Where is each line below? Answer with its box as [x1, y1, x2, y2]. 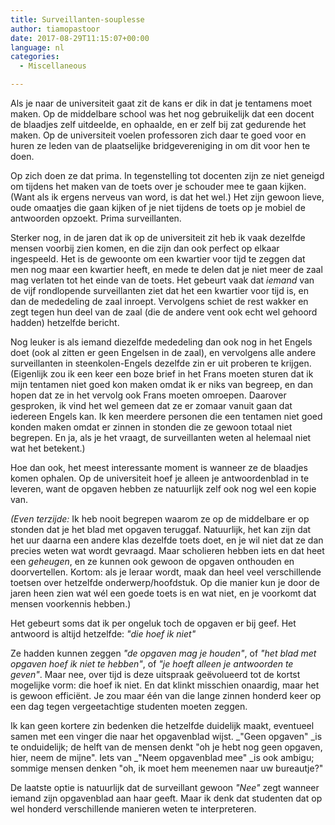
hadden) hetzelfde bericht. [10, 317, 120, 328]
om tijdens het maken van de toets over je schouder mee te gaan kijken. [10, 181, 307, 192]
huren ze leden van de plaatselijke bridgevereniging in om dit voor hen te [10, 140, 311, 151]
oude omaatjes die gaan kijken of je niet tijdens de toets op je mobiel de [10, 202, 306, 213]
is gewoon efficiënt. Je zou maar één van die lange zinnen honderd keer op [10, 690, 322, 701]
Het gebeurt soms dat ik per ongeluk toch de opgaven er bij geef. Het [10, 617, 297, 629]
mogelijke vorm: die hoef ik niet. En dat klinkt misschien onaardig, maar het [10, 679, 320, 691]
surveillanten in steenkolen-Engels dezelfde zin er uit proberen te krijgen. [10, 357, 312, 369]
